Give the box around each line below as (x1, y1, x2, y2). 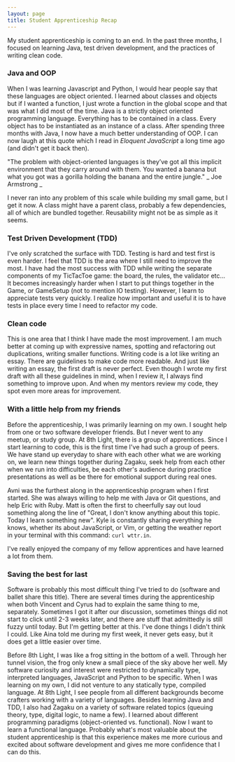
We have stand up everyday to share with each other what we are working (7, 450, 222, 458)
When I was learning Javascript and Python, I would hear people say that (7, 84, 218, 93)
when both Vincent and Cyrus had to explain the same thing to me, (7, 600, 199, 608)
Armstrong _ (7, 179, 43, 188)
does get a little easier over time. (7, 637, 101, 646)
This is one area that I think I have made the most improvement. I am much (7, 334, 222, 343)
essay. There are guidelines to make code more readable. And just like (7, 357, 210, 365)
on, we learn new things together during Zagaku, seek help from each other (7, 457, 226, 466)
